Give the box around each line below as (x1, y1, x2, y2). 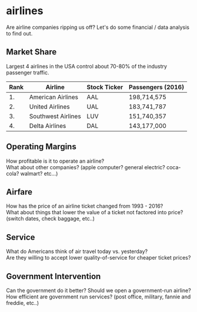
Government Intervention (6, 271, 101, 281)
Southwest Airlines (29, 112, 81, 120)
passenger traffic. (6, 69, 49, 76)
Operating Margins (6, 142, 76, 152)
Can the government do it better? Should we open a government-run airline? (6, 287, 191, 294)
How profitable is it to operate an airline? (6, 157, 105, 165)
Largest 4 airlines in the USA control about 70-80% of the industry (6, 63, 168, 70)
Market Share (6, 47, 57, 57)
